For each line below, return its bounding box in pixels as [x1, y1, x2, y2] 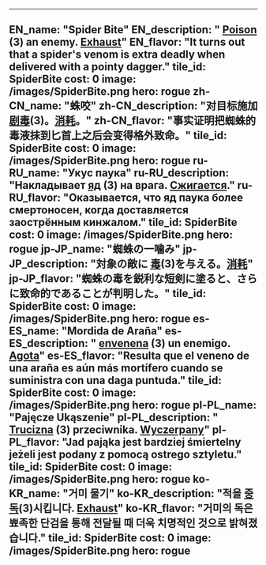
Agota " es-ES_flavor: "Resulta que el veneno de [9, 349, 249, 363]
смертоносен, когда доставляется [9, 203, 189, 217]
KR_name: [9, 487, 61, 500]
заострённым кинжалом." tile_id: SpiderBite [9, 216, 238, 229]
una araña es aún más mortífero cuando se [9, 361, 223, 375]
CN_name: [9, 100, 62, 113]
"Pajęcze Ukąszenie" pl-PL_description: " [9, 411, 219, 424]
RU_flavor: [9, 191, 62, 205]
